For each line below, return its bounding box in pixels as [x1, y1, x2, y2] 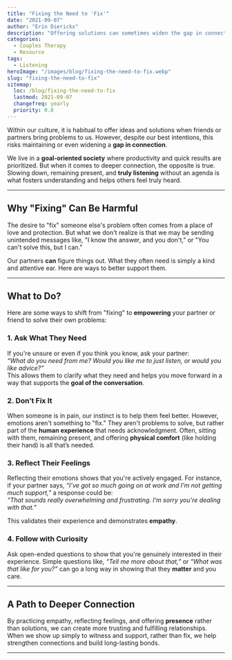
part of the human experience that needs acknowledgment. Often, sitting [7, 426, 216, 434]
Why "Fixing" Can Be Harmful [7, 202, 138, 215]
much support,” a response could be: [7, 489, 113, 497]
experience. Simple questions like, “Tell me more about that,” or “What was [7, 557, 222, 565]
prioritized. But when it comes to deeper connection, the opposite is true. [7, 161, 215, 170]
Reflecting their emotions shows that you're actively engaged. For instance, [7, 474, 222, 482]
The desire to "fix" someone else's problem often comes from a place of [7, 221, 213, 229]
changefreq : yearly [13, 100, 70, 107]
